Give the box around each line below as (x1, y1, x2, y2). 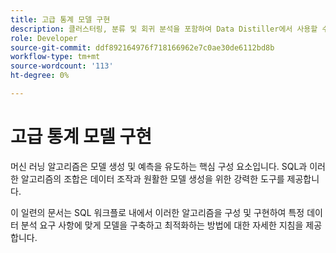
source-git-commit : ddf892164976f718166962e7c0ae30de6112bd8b (10, 42, 275, 53)
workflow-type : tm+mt (10, 52, 101, 62)
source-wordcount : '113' (10, 61, 114, 71)
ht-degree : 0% (10, 71, 70, 81)
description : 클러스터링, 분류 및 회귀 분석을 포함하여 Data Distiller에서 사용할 (10, 24, 318, 34)
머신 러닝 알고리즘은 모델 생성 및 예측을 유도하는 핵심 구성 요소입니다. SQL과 (10, 160, 308, 172)
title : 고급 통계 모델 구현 (10, 14, 111, 25)
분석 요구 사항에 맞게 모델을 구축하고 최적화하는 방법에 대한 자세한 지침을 (20, 219, 304, 231)
